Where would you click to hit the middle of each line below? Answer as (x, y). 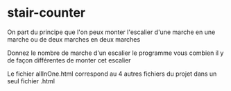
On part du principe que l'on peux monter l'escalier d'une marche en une (111, 32)
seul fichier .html (31, 81)
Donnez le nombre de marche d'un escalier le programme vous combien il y (115, 53)
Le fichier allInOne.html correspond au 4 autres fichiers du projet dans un (112, 74)
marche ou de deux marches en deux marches (74, 39)
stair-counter (46, 13)
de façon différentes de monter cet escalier (69, 60)
